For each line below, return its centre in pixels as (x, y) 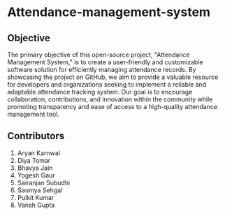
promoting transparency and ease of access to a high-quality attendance (112, 107)
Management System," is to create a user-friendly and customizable (105, 62)
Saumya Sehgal (40, 190)
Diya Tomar (34, 160)
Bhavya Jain (35, 168)
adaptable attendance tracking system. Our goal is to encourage (100, 92)
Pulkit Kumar (36, 197)
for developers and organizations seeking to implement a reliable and (107, 84)
